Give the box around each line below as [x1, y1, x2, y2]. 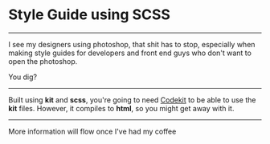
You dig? [8, 72, 38, 82]
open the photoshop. [8, 56, 78, 66]
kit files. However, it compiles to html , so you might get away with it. [8, 103, 235, 113]
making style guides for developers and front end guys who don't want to [8, 48, 252, 58]
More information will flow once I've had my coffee [8, 126, 177, 136]
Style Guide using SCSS [8, 6, 171, 24]
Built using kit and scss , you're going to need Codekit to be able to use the [8, 94, 256, 105]
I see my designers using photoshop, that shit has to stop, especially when [8, 39, 256, 49]
